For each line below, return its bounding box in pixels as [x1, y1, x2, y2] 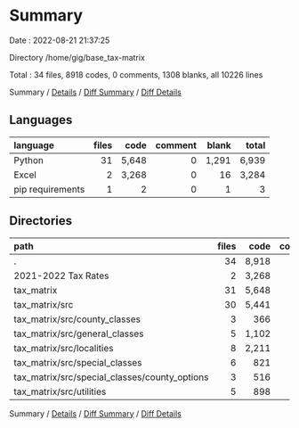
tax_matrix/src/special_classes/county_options [13, 371, 209, 383]
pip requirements [13, 183, 85, 195]
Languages [9, 112, 73, 128]
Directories [9, 213, 73, 228]
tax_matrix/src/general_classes [13, 327, 144, 340]
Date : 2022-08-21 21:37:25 [9, 35, 110, 45]
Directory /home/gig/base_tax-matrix [9, 52, 145, 62]
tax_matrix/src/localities [13, 342, 114, 354]
